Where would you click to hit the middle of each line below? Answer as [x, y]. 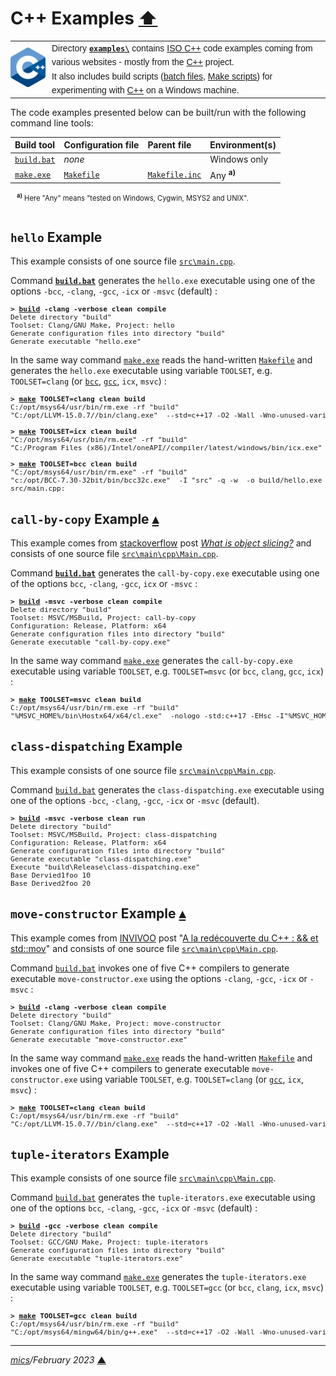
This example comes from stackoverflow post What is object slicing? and [161, 543]
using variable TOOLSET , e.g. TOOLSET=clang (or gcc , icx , [192, 1079]
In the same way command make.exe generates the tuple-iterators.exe [158, 1277]
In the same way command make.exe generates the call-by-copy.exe [152, 661]
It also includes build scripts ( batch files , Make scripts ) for [162, 76]
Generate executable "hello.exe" [76, 342]
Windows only [239, 159]
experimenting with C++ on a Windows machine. [145, 90]
